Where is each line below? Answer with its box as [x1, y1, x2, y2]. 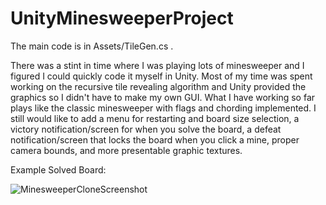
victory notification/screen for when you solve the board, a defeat [10, 123, 282, 135]
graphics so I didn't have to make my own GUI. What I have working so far [10, 91, 316, 103]
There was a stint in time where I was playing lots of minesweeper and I [10, 59, 305, 71]
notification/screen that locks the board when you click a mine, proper [10, 133, 300, 146]
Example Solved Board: [10, 163, 107, 176]
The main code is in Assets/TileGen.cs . [10, 40, 174, 52]
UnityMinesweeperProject [10, 7, 234, 30]
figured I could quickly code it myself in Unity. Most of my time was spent [10, 70, 313, 82]
